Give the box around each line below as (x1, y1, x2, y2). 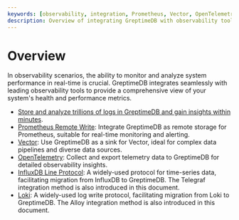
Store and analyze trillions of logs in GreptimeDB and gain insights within (17, 108, 231, 116)
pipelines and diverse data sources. (17, 145, 122, 154)
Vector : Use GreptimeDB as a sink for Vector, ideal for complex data (17, 138, 217, 147)
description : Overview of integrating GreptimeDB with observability (7, 17, 218, 24)
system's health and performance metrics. (7, 94, 132, 103)
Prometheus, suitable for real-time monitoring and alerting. (17, 130, 190, 139)
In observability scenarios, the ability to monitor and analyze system (7, 71, 207, 80)
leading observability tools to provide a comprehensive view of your (7, 86, 206, 95)
